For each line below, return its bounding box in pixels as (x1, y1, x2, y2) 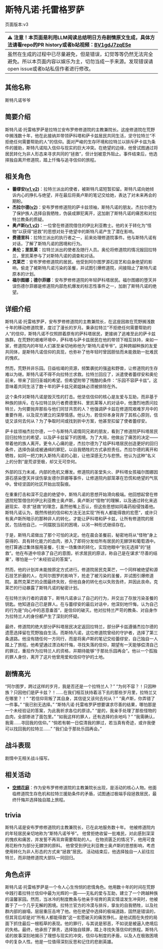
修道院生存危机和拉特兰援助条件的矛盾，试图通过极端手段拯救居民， (16, 790, 153, 796)
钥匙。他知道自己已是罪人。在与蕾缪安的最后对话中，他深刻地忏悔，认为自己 (5, 601, 158, 607)
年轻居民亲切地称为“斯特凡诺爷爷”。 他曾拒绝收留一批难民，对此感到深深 (9, 831, 155, 836)
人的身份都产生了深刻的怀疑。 (21, 613, 81, 619)
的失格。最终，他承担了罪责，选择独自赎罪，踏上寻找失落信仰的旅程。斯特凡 (5, 927, 158, 933)
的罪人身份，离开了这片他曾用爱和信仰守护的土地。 (5, 654, 107, 660)
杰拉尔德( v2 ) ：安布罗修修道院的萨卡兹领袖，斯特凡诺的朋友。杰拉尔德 (12, 204, 153, 210)
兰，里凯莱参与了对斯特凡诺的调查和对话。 (12, 253, 98, 259)
